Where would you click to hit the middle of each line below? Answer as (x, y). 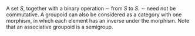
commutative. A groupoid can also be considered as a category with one (94, 15)
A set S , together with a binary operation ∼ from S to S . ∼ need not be (91, 8)
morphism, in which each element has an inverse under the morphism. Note (98, 21)
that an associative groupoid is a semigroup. (60, 27)
